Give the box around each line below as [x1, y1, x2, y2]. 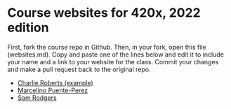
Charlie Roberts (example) [17, 78, 93, 87]
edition [7, 20, 49, 36]
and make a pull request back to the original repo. [7, 65, 151, 73]
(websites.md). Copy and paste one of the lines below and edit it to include [7, 50, 225, 59]
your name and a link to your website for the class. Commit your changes [7, 57, 219, 66]
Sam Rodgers [17, 93, 58, 102]
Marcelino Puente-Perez [17, 86, 88, 94]
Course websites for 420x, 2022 [7, 5, 202, 21]
